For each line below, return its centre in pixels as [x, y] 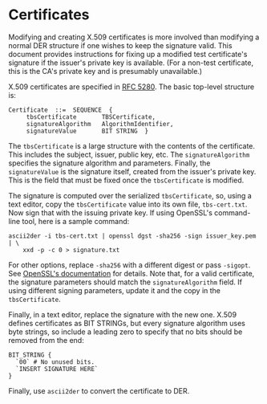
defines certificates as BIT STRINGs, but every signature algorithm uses [127, 323]
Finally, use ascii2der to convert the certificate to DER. [99, 390]
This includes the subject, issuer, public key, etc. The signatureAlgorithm [129, 154]
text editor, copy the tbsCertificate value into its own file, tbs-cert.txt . [128, 204]
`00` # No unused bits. [55, 362]
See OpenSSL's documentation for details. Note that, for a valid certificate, [131, 273]
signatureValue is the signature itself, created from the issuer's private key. [132, 171]
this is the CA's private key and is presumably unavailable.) [105, 71]
